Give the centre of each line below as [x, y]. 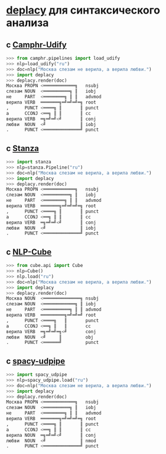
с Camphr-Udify [36, 45]
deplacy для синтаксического [83, 10]
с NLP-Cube [29, 252]
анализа [27, 23]
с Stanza [23, 148]
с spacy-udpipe [36, 361]
